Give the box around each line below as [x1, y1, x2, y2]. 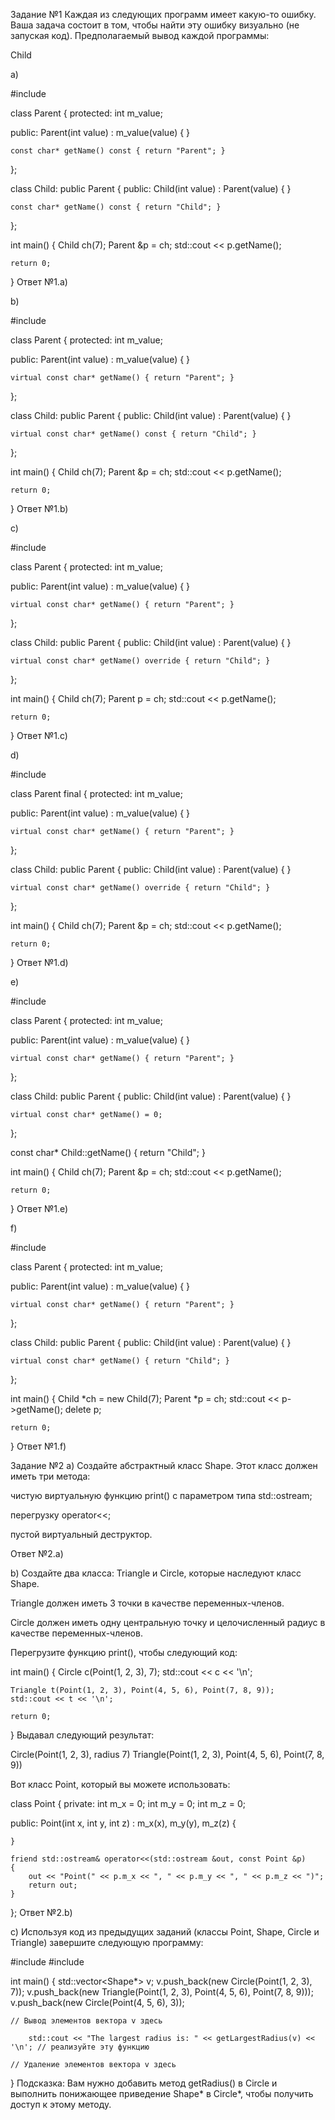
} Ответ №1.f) [10, 1440, 67, 1452]
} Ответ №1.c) [10, 730, 68, 741]
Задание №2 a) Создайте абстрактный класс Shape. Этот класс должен [10, 1460, 318, 1471]
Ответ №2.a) [10, 1548, 64, 1559]
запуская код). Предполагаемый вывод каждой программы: [10, 30, 270, 41]
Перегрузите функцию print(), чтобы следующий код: [10, 1647, 238, 1658]
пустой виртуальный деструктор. [10, 1529, 153, 1540]
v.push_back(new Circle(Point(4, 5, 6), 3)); [10, 1997, 185, 2008]
